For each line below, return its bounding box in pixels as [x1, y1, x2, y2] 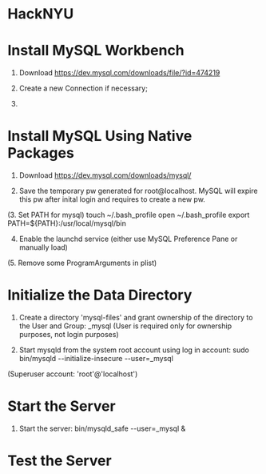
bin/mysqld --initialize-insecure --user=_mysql [18, 354, 173, 363]
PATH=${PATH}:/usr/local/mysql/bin [7, 219, 127, 228]
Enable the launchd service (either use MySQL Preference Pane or [18, 234, 238, 244]
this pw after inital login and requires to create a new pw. [18, 195, 205, 204]
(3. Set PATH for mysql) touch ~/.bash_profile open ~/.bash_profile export [7, 210, 250, 220]
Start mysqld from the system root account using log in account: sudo [18, 345, 249, 355]
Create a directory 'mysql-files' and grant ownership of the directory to [18, 313, 253, 322]
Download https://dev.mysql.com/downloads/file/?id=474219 [18, 68, 220, 78]
